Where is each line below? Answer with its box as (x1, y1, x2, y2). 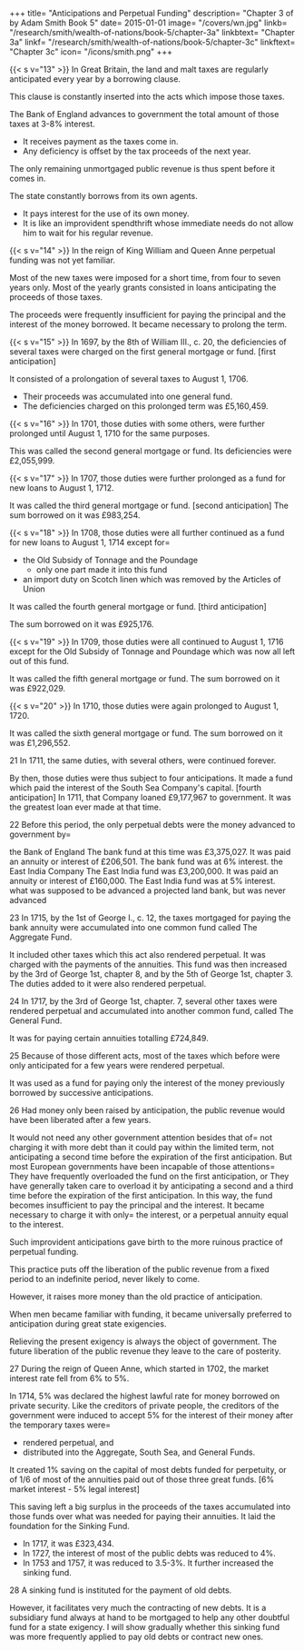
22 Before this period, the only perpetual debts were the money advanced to (9, 820, 296, 830)
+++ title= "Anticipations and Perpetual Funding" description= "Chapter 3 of (9, 8, 294, 18)
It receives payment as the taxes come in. (22, 136, 179, 146)
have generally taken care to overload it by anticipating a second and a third (9, 1180, 294, 1191)
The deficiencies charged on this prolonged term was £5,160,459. (22, 401, 269, 412)
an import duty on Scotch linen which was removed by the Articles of (22, 574, 281, 584)
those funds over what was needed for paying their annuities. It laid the (9, 1511, 276, 1521)
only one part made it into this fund (35, 564, 168, 575)
